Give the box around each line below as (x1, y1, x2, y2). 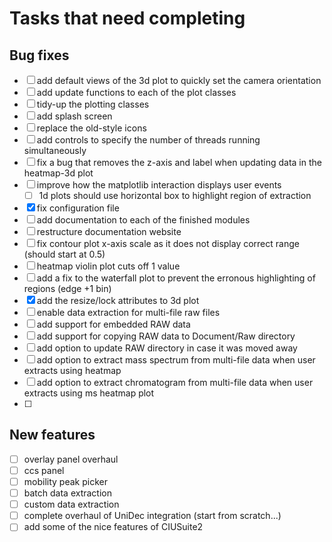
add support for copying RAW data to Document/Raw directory (36, 330, 296, 342)
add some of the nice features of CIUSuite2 (23, 521, 204, 533)
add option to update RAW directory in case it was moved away (36, 342, 298, 354)
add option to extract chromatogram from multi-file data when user (36, 377, 314, 389)
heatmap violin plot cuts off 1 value (36, 260, 181, 272)
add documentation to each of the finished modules (36, 214, 251, 226)
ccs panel (23, 464, 65, 476)
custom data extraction (23, 498, 120, 511)
